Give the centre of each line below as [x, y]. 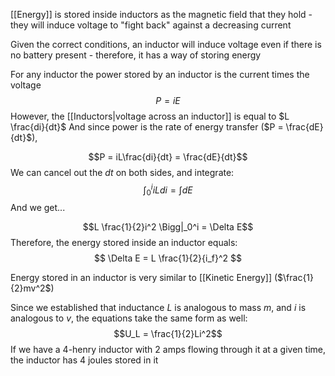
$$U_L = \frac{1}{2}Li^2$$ [168, 334]
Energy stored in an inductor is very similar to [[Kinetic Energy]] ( [144, 278]
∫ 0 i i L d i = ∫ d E [168, 190]
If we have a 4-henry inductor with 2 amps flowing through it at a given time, [168, 350]
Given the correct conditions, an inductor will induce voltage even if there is [166, 44]
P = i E [168, 100]
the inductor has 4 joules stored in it [84, 360]
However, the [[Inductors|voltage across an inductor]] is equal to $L [150, 116]
